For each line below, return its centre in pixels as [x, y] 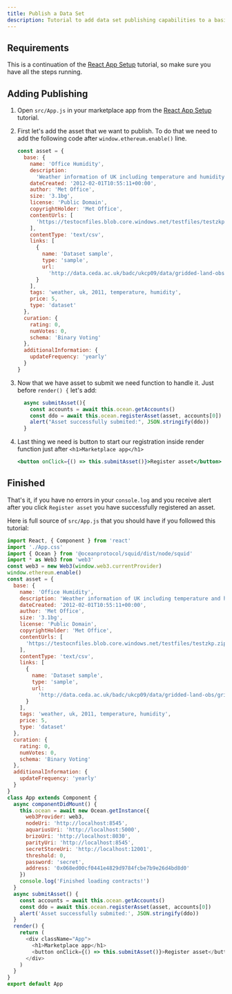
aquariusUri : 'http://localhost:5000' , [83, 830]
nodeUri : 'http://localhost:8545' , [77, 823]
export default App [35, 984]
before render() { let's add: [57, 390]
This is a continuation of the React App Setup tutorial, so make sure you [109, 65]
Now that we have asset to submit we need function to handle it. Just [115, 383]
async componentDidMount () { [55, 804]
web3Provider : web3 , [55, 817]
